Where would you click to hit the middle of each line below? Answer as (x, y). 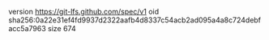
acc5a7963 (27, 28)
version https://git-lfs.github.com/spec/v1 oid (84, 12)
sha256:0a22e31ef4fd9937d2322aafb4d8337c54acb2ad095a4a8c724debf (135, 20)
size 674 (62, 28)
